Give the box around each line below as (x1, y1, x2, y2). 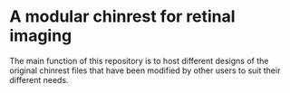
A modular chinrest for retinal (9, 6, 236, 27)
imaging (9, 25, 72, 46)
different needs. (9, 74, 70, 85)
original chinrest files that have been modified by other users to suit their (9, 65, 281, 76)
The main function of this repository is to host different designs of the (9, 55, 269, 66)
